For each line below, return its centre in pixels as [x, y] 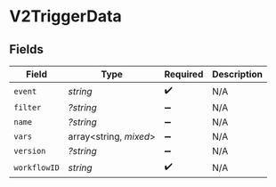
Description [237, 74]
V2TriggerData [65, 16]
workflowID [37, 167]
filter [28, 107]
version [30, 151]
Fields [27, 49]
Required [184, 74]
